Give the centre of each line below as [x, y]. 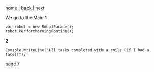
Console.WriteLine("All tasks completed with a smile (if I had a [77, 50]
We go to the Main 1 [26, 17]
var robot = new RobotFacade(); [40, 27]
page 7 [13, 64]
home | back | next [25, 8]
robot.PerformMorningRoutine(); [40, 31]
